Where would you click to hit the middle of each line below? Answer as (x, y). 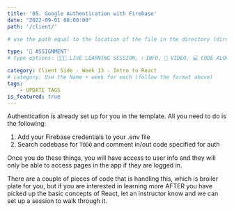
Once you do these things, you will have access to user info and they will (111, 158)
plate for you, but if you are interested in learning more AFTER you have (110, 186)
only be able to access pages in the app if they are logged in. (95, 165)
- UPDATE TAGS (40, 90)
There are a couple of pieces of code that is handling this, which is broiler (113, 179)
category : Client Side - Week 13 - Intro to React (82, 71)
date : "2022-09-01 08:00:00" (49, 20)
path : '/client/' (32, 26)
